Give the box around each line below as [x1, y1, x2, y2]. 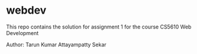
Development [6, 29, 39, 36]
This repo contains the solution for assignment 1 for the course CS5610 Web [6, 23, 192, 30]
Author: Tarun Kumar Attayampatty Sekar [6, 41, 106, 48]
